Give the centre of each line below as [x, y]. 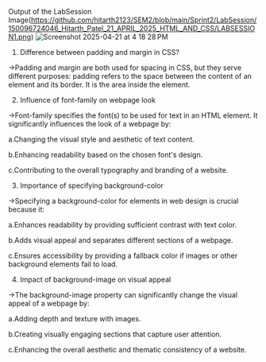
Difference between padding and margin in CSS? [100, 52]
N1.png [20, 37]
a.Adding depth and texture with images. [75, 319]
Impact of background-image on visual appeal [95, 279]
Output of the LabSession [50, 12]
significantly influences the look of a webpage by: [90, 124]
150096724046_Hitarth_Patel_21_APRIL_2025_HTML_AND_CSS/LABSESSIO [132, 28]
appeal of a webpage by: [49, 303]
